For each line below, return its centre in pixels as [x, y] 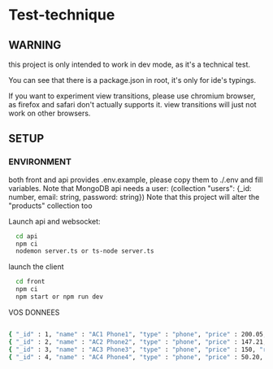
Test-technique [62, 15]
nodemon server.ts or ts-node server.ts [85, 251]
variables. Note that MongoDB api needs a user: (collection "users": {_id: [130, 188]
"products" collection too [50, 206]
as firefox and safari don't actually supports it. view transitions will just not [133, 104]
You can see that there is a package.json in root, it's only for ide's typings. [132, 80]
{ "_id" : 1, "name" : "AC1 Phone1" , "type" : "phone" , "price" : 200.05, [138, 334]
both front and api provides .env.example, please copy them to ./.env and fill [136, 180]
